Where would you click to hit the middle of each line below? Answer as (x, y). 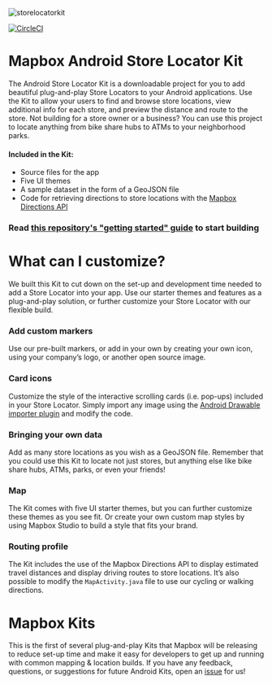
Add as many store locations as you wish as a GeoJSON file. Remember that (136, 452)
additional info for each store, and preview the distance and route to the (128, 109)
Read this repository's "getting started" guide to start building (134, 228)
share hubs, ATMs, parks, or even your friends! (87, 469)
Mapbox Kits (52, 623)
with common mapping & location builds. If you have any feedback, (121, 663)
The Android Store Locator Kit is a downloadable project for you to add (127, 83)
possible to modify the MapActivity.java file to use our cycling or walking (131, 582)
